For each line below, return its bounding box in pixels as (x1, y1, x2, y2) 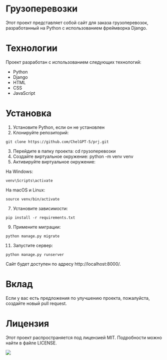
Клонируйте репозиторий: (12, 129, 69, 135)
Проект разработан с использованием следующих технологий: (5, 59, 141, 65)
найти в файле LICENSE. (5, 339, 57, 346)
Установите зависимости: (12, 205, 68, 211)
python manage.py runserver (5, 252, 64, 257)
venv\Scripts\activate (5, 178, 53, 183)
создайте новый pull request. (5, 300, 67, 306)
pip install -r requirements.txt (5, 215, 75, 220)
